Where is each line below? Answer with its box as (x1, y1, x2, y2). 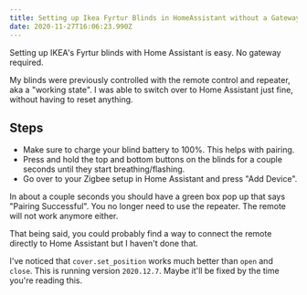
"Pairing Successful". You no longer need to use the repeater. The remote (9, 201, 286, 212)
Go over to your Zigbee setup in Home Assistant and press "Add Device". (22, 174, 298, 184)
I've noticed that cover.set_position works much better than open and (9, 256, 274, 267)
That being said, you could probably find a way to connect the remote (9, 228, 272, 239)
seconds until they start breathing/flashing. (22, 163, 185, 174)
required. (9, 57, 44, 68)
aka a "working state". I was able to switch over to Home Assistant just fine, (9, 84, 294, 95)
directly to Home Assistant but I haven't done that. (9, 238, 198, 249)
